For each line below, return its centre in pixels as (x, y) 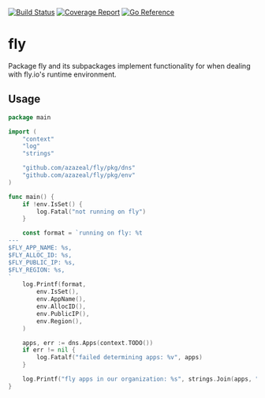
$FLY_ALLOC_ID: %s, (40, 255)
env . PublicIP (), (63, 314)
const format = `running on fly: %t (83, 233)
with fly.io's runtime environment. (62, 74)
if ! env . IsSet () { (52, 204)
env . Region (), (60, 321)
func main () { (32, 197)
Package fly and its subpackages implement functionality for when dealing (129, 66)
